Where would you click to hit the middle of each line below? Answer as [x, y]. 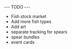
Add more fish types [31, 22]
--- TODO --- [17, 7]
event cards [23, 42]
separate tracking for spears [39, 32]
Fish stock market [29, 16]
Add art [18, 27]
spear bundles [25, 37]
